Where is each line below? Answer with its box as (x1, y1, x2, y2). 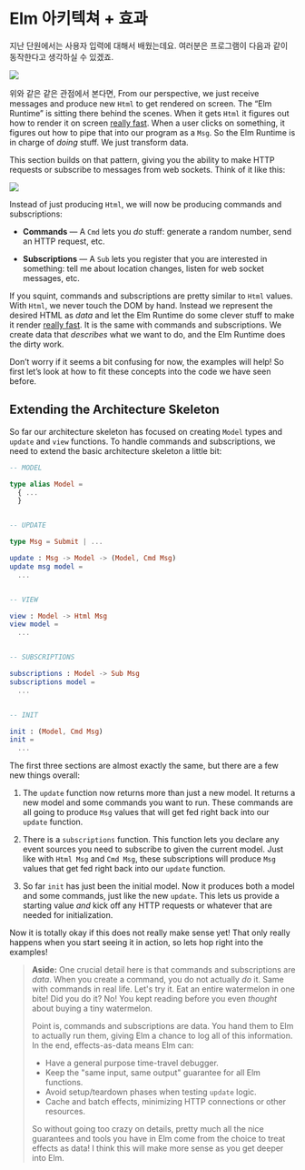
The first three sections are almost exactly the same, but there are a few (9, 761, 279, 772)
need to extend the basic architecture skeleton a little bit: (9, 445, 222, 456)
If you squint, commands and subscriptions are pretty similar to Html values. (9, 290, 293, 301)
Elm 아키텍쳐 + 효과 (9, 8, 148, 29)
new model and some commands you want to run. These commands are (22, 797, 293, 808)
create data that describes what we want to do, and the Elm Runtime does (9, 328, 286, 339)
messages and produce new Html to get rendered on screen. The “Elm (9, 97, 272, 109)
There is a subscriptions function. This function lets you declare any (22, 834, 280, 845)
